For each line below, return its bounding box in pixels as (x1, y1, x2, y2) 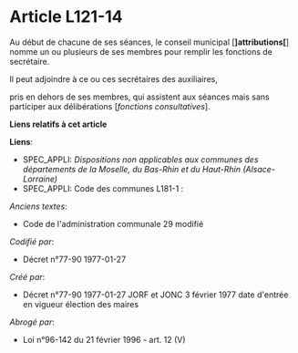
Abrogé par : (9, 317, 55, 327)
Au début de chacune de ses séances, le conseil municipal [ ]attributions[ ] (9, 36, 290, 47)
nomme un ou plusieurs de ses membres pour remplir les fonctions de (9, 46, 273, 57)
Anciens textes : (9, 201, 68, 212)
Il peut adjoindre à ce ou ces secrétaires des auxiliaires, (9, 73, 219, 84)
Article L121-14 (9, 6, 123, 27)
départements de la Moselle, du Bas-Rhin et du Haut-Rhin (22, 163, 241, 174)
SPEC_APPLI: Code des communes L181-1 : (22, 182, 184, 193)
